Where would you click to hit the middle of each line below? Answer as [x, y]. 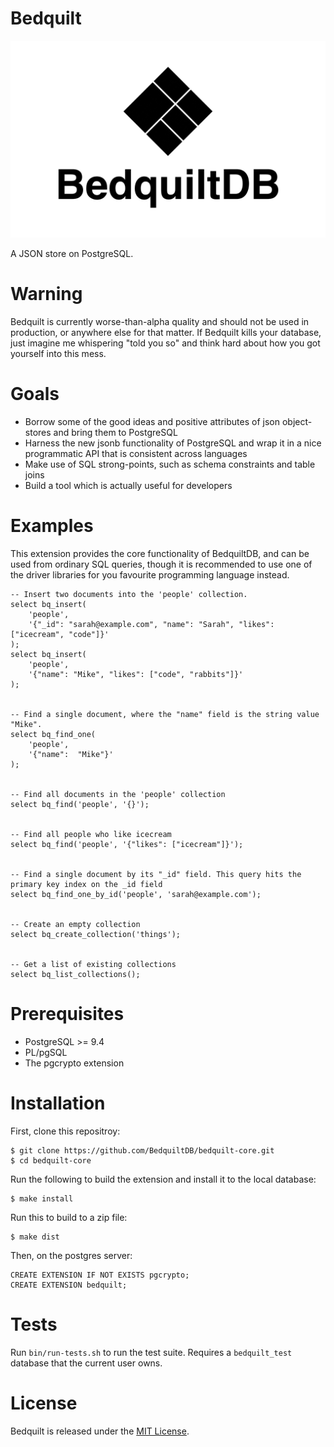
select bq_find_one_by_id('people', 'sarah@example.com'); [136, 894]
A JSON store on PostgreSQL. [72, 253]
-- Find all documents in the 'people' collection [118, 794]
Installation [58, 1103]
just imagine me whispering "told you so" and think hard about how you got [165, 343]
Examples [52, 526]
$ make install [42, 1198]
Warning [46, 294]
